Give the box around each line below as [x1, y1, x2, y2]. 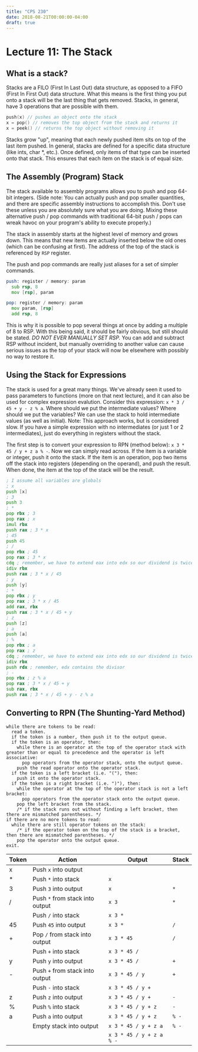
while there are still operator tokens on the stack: [11, 822, 146, 828]
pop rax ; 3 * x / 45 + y [6, 681, 70, 687]
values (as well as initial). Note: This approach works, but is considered [6, 417, 179, 424]
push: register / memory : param [6, 278, 85, 284]
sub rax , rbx [6, 686, 38, 692]
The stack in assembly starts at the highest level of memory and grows [6, 230, 179, 237]
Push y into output [32, 957, 83, 965]
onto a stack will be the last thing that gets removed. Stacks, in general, [6, 97, 180, 104]
